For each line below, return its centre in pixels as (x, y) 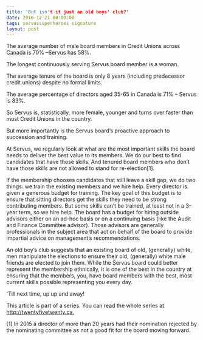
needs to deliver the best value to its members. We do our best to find (94, 155)
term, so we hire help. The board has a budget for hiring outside (99, 212)
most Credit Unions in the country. (49, 119)
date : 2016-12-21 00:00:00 (40, 18)
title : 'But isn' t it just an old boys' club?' (68, 12)
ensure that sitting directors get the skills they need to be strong (87, 199)
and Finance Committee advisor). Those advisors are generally (85, 225)
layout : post (23, 29)
